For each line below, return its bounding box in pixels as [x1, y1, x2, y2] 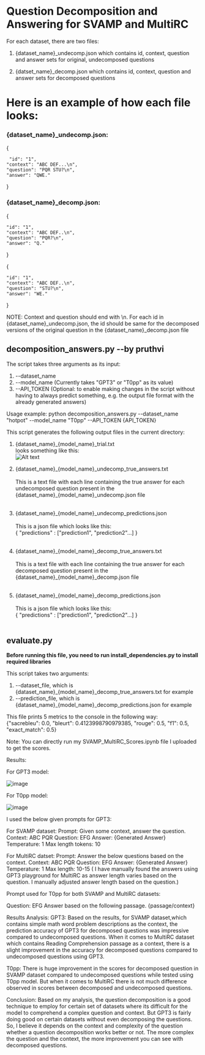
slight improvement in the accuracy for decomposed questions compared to [6, 947, 198, 954]
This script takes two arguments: [6, 670, 89, 677]
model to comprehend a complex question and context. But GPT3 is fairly [6, 1009, 192, 1016]
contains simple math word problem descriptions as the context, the [6, 920, 178, 928]
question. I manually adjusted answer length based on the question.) [6, 878, 179, 885]
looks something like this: [15, 447, 80, 454]
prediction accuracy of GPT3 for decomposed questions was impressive [6, 927, 189, 934]
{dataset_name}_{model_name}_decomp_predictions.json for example [15, 701, 192, 709]
